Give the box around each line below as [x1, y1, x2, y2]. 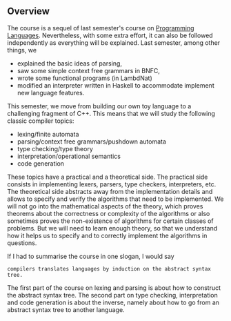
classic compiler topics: [7, 117, 74, 125]
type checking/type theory [17, 144, 93, 153]
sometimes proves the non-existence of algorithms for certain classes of [7, 217, 214, 225]
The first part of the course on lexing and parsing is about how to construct [7, 283, 221, 292]
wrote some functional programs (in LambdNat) [17, 74, 153, 82]
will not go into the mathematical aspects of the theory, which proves [7, 202, 203, 210]
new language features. [17, 88, 85, 97]
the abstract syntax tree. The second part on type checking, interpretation [7, 291, 219, 299]
